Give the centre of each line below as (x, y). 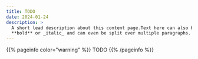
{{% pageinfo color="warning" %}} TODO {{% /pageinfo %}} (80, 50)
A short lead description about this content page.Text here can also (100, 28)
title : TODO (21, 11)
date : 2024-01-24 (27, 17)
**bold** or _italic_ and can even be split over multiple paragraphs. (101, 33)
